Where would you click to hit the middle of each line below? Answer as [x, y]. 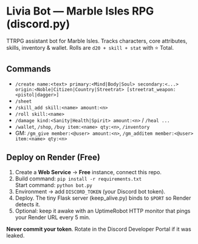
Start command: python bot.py [53, 185]
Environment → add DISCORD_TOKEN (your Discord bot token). [90, 191]
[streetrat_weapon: [151, 89]
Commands [29, 69]
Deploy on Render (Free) [53, 158]
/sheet [23, 101]
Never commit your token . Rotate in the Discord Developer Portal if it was [99, 229]
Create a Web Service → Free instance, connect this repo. [88, 172]
